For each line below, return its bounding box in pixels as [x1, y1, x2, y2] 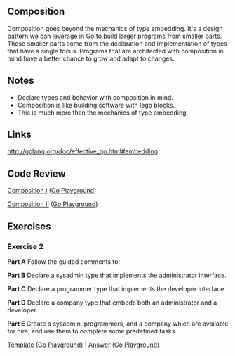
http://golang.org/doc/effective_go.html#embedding [7, 147, 159, 155]
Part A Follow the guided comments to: [7, 257, 121, 266]
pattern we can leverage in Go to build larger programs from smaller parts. [7, 32, 222, 40]
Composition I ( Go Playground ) [7, 186, 97, 195]
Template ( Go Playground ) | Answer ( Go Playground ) [7, 341, 160, 349]
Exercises [7, 220, 51, 232]
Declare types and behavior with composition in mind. [17, 93, 174, 101]
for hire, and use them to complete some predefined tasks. [7, 326, 177, 335]
